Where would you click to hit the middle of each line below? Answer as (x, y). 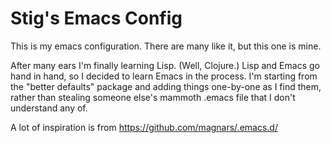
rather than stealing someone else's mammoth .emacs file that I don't (153, 97)
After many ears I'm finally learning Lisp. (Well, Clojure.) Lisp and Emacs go (165, 65)
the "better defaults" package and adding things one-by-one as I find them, (166, 86)
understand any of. (49, 108)
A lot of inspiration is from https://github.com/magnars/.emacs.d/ (144, 127)
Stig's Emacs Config (96, 18)
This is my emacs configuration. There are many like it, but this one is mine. (166, 46)
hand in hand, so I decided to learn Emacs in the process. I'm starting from (164, 76)
